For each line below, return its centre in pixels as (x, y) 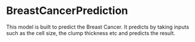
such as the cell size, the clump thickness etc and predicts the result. (91, 33)
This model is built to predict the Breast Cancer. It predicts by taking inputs (97, 27)
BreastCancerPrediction (67, 11)
